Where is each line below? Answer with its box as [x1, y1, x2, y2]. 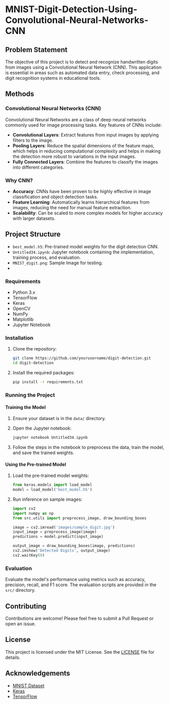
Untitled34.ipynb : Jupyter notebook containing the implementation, [12, 249, 154, 255]
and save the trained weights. [12, 450, 74, 456]
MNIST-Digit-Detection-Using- [5, 4, 138, 15]
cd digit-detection [12, 361, 54, 366]
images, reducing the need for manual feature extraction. [12, 204, 132, 210]
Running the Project [5, 391, 55, 398]
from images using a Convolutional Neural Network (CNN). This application [5, 65, 162, 70]
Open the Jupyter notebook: [12, 425, 72, 431]
